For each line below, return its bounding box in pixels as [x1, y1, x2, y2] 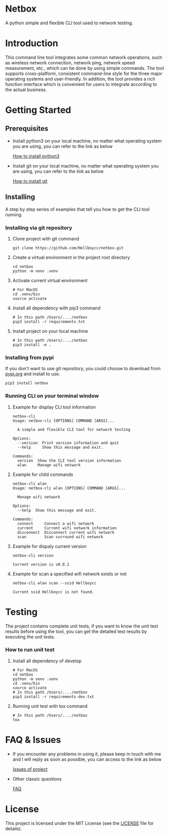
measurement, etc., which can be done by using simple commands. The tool [5, 65, 164, 71]
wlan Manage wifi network [17, 462, 81, 467]
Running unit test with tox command [12, 703, 88, 709]
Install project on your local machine [12, 328, 88, 334]
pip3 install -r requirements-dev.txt [12, 694, 94, 699]
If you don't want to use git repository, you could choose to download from [5, 366, 161, 372]
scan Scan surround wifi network [17, 534, 103, 539]
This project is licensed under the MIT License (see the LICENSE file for [5, 820, 154, 826]
